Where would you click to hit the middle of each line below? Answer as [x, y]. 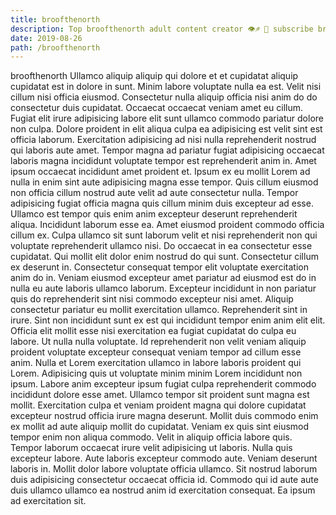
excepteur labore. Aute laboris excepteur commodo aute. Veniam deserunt [164, 458]
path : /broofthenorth [55, 47]
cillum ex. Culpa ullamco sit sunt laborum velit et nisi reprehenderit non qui [164, 235]
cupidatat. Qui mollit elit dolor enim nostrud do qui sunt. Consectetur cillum [164, 257]
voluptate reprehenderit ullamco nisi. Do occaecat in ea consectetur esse [161, 246]
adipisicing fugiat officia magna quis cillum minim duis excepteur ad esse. [162, 203]
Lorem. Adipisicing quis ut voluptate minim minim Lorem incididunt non [156, 373]
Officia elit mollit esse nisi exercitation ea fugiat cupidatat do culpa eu [153, 331]
